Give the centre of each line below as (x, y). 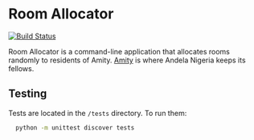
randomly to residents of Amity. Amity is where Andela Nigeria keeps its (127, 60)
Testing (28, 94)
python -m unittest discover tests (75, 128)
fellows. (21, 68)
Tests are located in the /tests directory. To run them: (98, 113)
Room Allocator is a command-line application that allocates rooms (119, 51)
